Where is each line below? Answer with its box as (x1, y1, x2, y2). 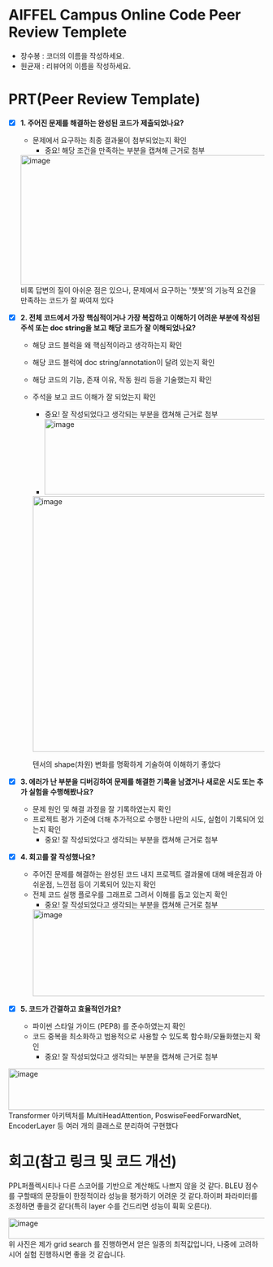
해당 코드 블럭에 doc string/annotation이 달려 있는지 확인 (32, 358, 215, 367)
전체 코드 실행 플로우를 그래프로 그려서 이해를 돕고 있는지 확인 (32, 890, 227, 899)
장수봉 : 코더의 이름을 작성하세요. (19, 50, 124, 60)
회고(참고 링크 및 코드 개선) (8, 1152, 177, 1171)
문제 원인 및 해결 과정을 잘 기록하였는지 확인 (32, 804, 171, 814)
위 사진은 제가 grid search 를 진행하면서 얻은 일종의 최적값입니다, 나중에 (8, 1239, 237, 1249)
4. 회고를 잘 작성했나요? (19, 852, 96, 862)
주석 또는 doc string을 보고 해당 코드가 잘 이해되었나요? (19, 323, 197, 333)
